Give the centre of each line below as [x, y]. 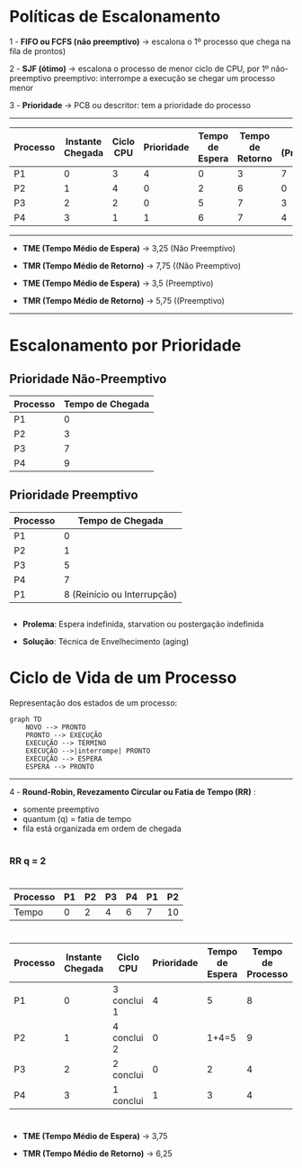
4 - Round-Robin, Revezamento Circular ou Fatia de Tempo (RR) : [133, 792]
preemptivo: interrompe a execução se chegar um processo [164, 78]
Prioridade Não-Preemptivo [88, 379]
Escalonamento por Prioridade [125, 346]
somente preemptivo [61, 809]
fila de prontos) [38, 50]
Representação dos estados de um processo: [93, 703]
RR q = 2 [28, 861]
